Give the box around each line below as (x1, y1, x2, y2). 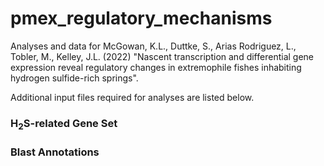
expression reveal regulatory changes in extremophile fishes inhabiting (10, 61, 302, 73)
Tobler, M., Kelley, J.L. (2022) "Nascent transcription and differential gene (10, 50, 314, 62)
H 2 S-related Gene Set (10, 116, 118, 132)
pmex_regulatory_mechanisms (10, 7, 273, 30)
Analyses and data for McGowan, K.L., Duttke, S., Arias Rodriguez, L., (10, 40, 297, 52)
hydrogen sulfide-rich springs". (10, 72, 139, 84)
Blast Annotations (10, 145, 100, 159)
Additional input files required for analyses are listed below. (10, 91, 255, 103)
